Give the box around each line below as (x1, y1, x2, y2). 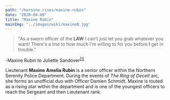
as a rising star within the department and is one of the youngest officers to (5, 83, 165, 89)
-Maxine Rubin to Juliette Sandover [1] (5, 57, 85, 63)
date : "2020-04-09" (5, 12, 47, 17)
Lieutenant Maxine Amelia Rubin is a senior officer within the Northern (5, 67, 156, 73)
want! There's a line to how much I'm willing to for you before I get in (17, 41, 163, 47)
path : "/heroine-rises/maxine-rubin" (5, 7, 86, 13)
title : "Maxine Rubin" (5, 17, 54, 22)
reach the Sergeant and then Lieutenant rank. (5, 89, 102, 95)
